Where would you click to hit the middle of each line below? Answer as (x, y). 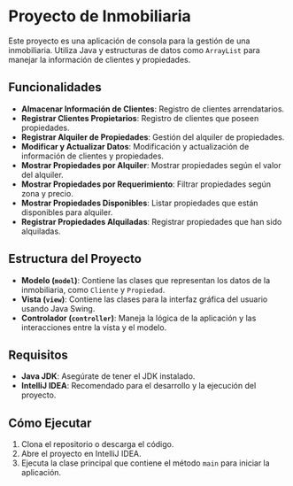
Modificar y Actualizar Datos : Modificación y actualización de (135, 146)
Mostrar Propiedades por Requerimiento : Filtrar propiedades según (146, 184)
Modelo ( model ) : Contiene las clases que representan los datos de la (146, 280)
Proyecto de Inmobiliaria (100, 16)
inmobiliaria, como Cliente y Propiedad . (93, 289)
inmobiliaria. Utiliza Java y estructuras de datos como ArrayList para (134, 50)
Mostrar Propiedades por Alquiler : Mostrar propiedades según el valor (151, 165)
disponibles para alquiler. (67, 212)
